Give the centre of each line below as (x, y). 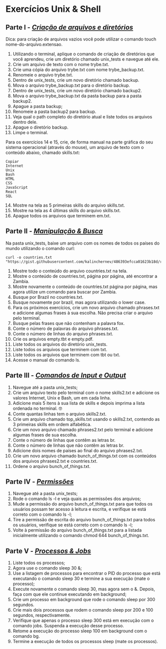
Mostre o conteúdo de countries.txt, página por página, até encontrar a (85, 276)
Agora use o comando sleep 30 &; (47, 568)
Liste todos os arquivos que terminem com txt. (60, 349)
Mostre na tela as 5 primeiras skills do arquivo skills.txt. (69, 205)
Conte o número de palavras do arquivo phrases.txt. (66, 328)
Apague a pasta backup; (38, 106)
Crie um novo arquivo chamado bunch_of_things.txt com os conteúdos (84, 456)
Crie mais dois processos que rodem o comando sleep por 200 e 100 (83, 610)
